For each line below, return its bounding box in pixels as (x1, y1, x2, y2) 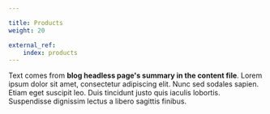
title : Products (8, 19, 63, 27)
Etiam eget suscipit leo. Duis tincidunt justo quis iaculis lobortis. (8, 88, 221, 98)
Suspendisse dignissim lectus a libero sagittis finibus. (8, 96, 187, 106)
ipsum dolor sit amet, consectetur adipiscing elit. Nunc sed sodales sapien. (8, 79, 259, 89)
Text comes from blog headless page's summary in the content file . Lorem (8, 70, 263, 81)
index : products (23, 49, 79, 57)
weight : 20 (8, 26, 45, 35)
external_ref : (8, 41, 57, 49)
